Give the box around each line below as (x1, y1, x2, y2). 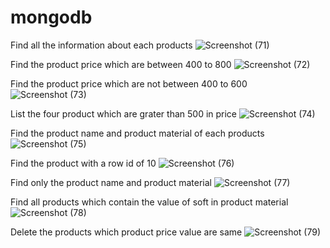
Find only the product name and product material (10, 176, 212, 188)
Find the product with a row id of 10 (10, 157, 157, 169)
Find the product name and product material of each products (10, 127, 265, 139)
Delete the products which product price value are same (10, 226, 243, 238)
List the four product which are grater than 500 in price (10, 107, 238, 120)
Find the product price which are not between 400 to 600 (10, 77, 248, 90)
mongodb (10, 6, 93, 29)
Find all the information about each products (10, 39, 193, 51)
